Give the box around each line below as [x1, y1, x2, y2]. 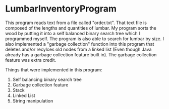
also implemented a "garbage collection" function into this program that [5, 41, 154, 47]
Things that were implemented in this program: [5, 66, 102, 73]
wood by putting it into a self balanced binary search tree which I [5, 30, 140, 36]
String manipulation [12, 97, 53, 103]
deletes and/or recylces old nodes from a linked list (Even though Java [5, 46, 152, 52]
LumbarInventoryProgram [5, 3, 117, 15]
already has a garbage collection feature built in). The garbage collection [5, 51, 157, 58]
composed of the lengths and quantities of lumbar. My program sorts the [5, 25, 156, 31]
